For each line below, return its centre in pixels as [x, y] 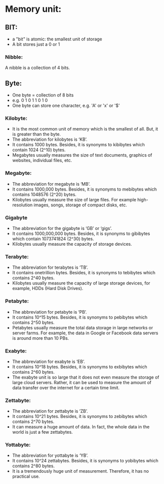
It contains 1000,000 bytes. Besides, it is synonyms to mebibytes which [84, 189]
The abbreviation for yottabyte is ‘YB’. [50, 455]
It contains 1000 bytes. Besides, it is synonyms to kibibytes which [78, 145]
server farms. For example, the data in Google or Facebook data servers [85, 333]
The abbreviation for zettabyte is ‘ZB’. [50, 411]
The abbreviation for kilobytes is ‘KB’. [50, 139]
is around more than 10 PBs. [41, 338]
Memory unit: [33, 9]
